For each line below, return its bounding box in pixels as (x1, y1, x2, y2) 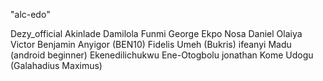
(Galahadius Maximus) (10, 60, 103, 71)
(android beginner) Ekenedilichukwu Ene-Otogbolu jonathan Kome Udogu (10, 49, 314, 61)
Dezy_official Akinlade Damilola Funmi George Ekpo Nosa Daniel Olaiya (10, 28, 303, 39)
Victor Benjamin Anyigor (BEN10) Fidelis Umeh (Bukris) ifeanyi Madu (10, 39, 292, 50)
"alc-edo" (10, 9, 51, 20)
